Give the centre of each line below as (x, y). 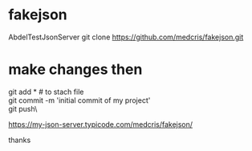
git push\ (23, 108)
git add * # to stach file (46, 92)
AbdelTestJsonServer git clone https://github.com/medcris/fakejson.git (126, 37)
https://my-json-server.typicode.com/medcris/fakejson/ (101, 124)
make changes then (75, 69)
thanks (20, 140)
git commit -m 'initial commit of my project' (79, 100)
